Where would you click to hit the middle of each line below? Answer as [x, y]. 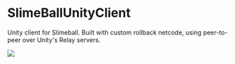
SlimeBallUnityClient [69, 13]
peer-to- [215, 32]
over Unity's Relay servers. [61, 39]
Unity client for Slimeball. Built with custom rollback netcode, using [104, 32]
